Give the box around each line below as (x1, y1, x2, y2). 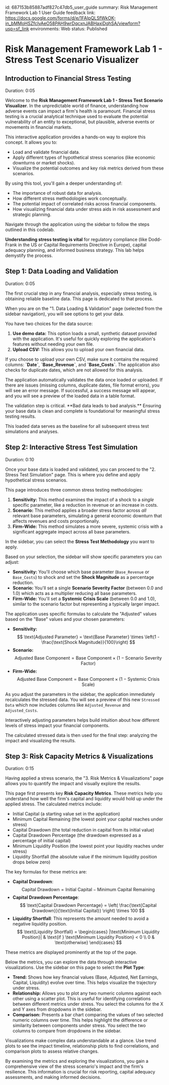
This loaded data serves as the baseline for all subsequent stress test (5, 423, 149, 429)
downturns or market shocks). (12, 160, 75, 166)
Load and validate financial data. (12, 149, 80, 155)
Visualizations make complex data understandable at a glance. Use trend (5, 1038, 156, 1044)
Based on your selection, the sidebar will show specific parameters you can (5, 554, 162, 560)
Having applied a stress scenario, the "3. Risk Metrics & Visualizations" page (5, 775, 164, 781)
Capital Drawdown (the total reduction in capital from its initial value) (12, 827, 154, 833)
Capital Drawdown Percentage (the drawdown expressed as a (12, 832, 141, 838)
